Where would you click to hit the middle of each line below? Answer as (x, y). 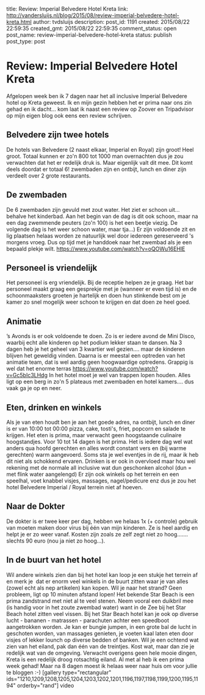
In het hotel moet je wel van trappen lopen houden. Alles (120, 375)
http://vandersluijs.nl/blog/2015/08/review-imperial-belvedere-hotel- (93, 15)
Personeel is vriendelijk (52, 268)
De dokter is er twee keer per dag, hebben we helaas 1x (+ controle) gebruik (102, 521)
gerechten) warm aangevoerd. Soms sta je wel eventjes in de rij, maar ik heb (103, 455)
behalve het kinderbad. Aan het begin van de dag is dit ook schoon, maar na (102, 216)
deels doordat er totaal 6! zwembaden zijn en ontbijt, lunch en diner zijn (96, 169)
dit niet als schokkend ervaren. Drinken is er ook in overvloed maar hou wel (101, 461)
